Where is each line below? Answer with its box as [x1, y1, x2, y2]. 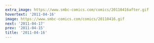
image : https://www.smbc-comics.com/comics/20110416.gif [5, 16, 125, 21]
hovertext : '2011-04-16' [5, 12, 56, 17]
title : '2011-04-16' [5, 30, 48, 35]
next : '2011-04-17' [5, 21, 45, 26]
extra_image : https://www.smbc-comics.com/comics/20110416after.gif [5, 7, 149, 12]
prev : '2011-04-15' [5, 26, 45, 31]
